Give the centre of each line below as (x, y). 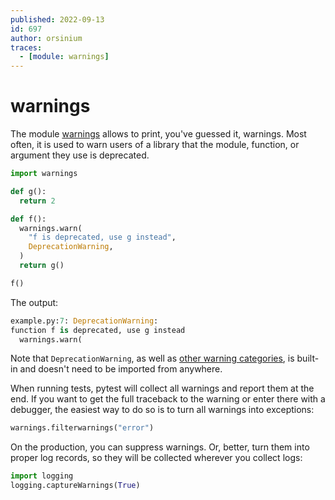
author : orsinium (46, 38)
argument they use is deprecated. (80, 155)
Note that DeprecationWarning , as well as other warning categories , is (152, 358)
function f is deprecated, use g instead (98, 330)
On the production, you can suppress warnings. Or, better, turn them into (160, 447)
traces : (26, 47)
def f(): (28, 219)
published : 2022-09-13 (57, 19)
